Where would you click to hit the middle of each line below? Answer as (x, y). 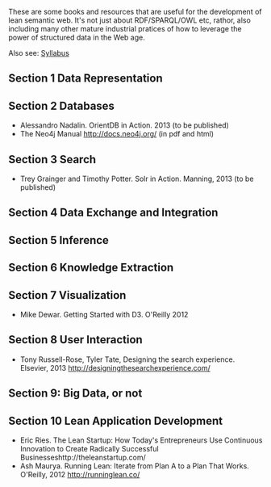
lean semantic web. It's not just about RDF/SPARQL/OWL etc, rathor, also (130, 20)
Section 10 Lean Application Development (116, 420)
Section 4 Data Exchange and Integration (113, 213)
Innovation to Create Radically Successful (89, 449)
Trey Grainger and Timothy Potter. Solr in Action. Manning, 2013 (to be (137, 179)
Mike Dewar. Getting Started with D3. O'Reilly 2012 (104, 315)
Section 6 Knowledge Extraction (91, 268)
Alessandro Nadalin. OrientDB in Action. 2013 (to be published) (125, 125)
